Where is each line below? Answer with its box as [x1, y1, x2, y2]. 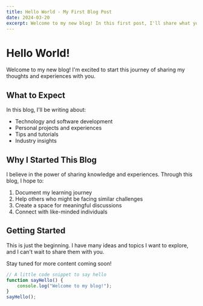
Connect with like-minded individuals [14, 208, 108, 215]
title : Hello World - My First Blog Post [6, 8, 112, 15]
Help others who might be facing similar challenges [14, 195, 143, 203]
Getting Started [6, 226, 66, 236]
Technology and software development [14, 118, 113, 125]
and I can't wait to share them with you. [6, 248, 105, 255]
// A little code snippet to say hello [6, 272, 107, 278]
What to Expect [6, 90, 65, 100]
